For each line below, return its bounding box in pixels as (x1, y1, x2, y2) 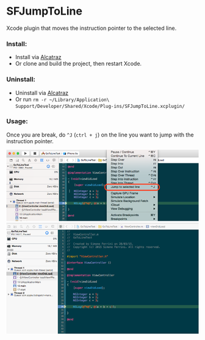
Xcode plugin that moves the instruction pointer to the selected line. (6, 24, 177, 32)
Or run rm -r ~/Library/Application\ (15, 96, 110, 103)
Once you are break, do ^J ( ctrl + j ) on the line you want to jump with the (6, 131, 194, 138)
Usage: (6, 117, 29, 126)
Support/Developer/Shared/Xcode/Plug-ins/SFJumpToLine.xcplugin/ (15, 103, 185, 109)
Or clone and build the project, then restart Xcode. (15, 60, 142, 68)
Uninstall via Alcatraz (15, 89, 69, 96)
